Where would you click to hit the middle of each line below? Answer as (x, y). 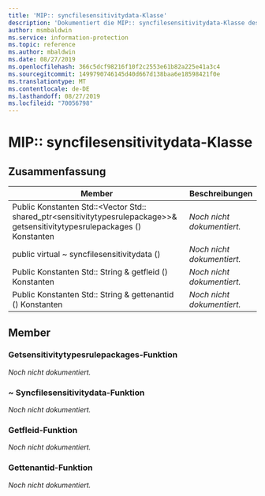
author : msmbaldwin (40, 30)
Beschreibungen (221, 194)
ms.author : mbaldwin (42, 52)
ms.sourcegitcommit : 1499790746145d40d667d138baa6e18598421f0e (114, 74)
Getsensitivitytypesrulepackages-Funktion (93, 355)
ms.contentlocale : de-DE (49, 89)
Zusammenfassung (57, 172)
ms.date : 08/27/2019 (42, 60)
